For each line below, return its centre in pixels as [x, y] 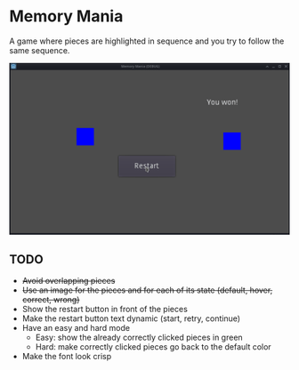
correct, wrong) [51, 300]
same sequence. [40, 50]
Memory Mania [66, 16]
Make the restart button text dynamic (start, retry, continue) [131, 318]
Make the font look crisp [67, 357]
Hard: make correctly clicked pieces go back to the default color [153, 347]
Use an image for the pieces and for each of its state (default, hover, [147, 290]
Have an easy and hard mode [76, 328]
